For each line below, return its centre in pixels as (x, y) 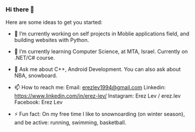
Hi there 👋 (20, 9)
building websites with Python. (52, 40)
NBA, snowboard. (36, 76)
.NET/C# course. (34, 58)
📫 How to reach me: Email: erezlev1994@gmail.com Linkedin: (90, 88)
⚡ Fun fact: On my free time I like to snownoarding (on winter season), (99, 114)
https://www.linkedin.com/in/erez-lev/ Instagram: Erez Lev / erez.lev (97, 96)
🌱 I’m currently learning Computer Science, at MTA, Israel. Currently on (101, 51)
